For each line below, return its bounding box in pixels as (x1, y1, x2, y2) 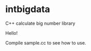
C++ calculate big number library (5, 20, 76, 26)
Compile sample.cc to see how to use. (5, 39, 86, 46)
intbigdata (5, 4, 50, 15)
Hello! (5, 30, 18, 36)
